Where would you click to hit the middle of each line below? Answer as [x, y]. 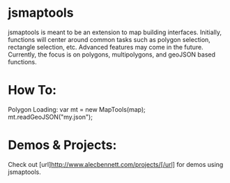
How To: [32, 90]
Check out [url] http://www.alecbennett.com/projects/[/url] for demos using [116, 164]
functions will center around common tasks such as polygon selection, [109, 39]
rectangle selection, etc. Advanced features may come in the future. [106, 47]
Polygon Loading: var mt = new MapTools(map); [77, 109]
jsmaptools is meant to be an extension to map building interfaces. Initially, [115, 32]
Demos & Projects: [62, 145]
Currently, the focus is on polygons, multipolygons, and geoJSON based [112, 54]
